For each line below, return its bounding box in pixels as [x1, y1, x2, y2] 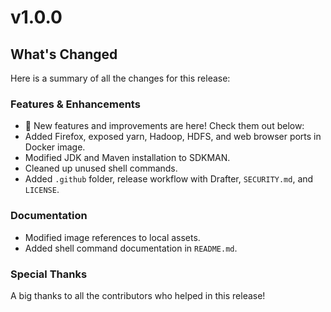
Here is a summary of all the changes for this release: [10, 72, 231, 84]
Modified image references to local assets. [24, 231, 201, 243]
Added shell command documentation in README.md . [24, 242, 238, 254]
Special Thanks [10, 267, 88, 281]
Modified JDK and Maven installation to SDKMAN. [24, 152, 231, 164]
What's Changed [10, 46, 118, 63]
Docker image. [24, 141, 86, 153]
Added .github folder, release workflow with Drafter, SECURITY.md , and [24, 173, 314, 185]
